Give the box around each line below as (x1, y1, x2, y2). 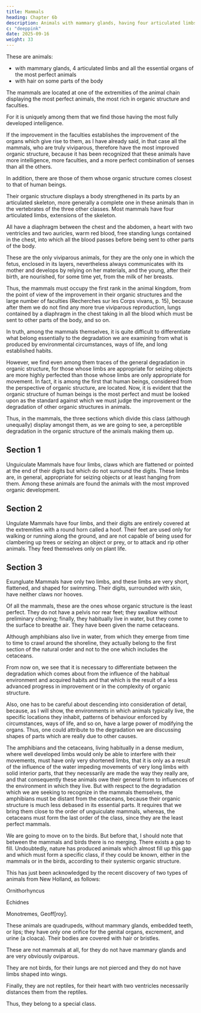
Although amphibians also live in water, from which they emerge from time (6, 633, 190, 641)
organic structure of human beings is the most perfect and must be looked (6, 390, 190, 398)
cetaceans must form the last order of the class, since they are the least (6, 814, 184, 821)
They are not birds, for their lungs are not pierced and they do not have (6, 965, 181, 972)
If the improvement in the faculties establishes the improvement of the (6, 131, 179, 138)
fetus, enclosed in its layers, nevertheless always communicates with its (6, 260, 184, 267)
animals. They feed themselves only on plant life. (6, 545, 127, 552)
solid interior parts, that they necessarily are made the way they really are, (6, 770, 189, 777)
